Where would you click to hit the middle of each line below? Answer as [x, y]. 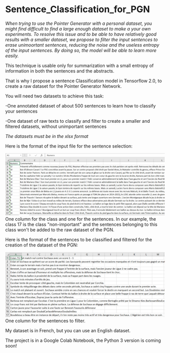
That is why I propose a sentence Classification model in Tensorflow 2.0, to [83, 81]
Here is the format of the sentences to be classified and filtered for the [79, 239]
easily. [12, 56]
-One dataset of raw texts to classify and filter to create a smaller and [78, 121]
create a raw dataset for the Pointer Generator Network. [63, 86]
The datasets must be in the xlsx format [47, 136]
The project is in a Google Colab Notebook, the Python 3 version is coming [83, 340]
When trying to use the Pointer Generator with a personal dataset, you [79, 23]
